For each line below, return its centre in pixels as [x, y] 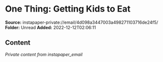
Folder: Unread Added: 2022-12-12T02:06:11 [51, 27]
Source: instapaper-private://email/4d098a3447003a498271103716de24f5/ [81, 22]
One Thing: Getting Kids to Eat [68, 9]
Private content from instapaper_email [44, 54]
